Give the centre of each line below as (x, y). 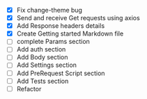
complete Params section (53, 42)
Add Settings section (47, 65)
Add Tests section (42, 81)
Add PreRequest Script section (61, 73)
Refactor (29, 89)
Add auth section (41, 49)
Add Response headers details (61, 26)
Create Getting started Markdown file (70, 33)
